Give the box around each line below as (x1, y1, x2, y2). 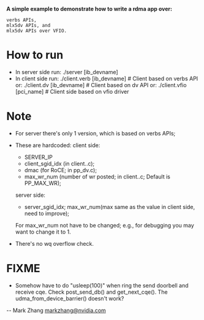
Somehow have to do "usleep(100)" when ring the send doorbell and (15, 281, 189, 289)
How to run (6, 48, 64, 62)
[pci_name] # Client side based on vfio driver (15, 88, 129, 95)
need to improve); (24, 210, 69, 217)
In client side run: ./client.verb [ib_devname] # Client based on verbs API (15, 75, 198, 82)
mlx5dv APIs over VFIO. (6, 28, 67, 34)
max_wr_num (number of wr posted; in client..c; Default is (24, 173, 170, 180)
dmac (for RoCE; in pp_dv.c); (24, 166, 97, 173)
